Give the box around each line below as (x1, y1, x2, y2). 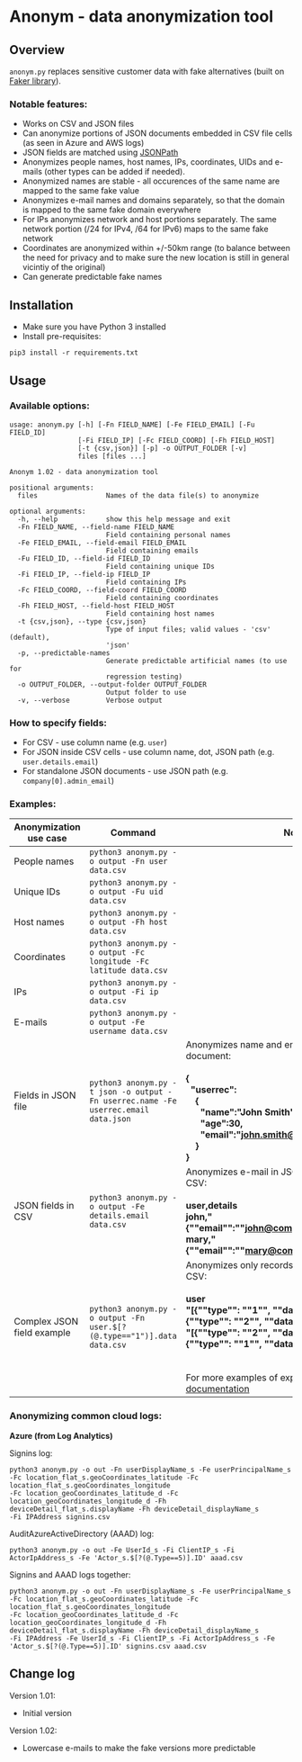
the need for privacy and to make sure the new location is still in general (22, 252, 289, 263)
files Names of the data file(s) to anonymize (17, 490, 259, 500)
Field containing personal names (105, 530, 231, 539)
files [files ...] (77, 452, 147, 461)
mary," (185, 1233, 217, 1245)
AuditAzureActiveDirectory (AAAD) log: (9, 1528, 155, 1539)
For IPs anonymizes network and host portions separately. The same (22, 214, 277, 225)
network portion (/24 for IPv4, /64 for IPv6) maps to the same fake (22, 223, 269, 235)
